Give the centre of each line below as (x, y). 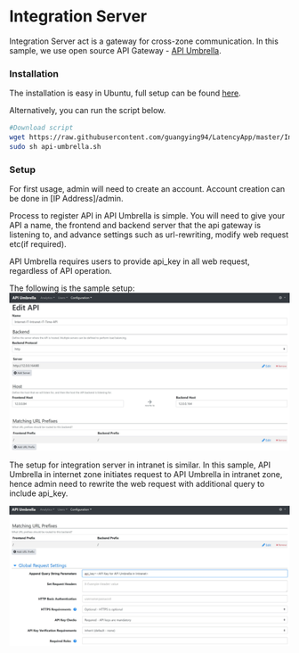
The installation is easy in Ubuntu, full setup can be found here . (125, 93)
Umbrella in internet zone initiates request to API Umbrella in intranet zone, (146, 474)
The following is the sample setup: (72, 288)
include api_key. (39, 493)
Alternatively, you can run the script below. (88, 111)
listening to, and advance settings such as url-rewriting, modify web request (149, 235)
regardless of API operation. (61, 271)
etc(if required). (38, 244)
